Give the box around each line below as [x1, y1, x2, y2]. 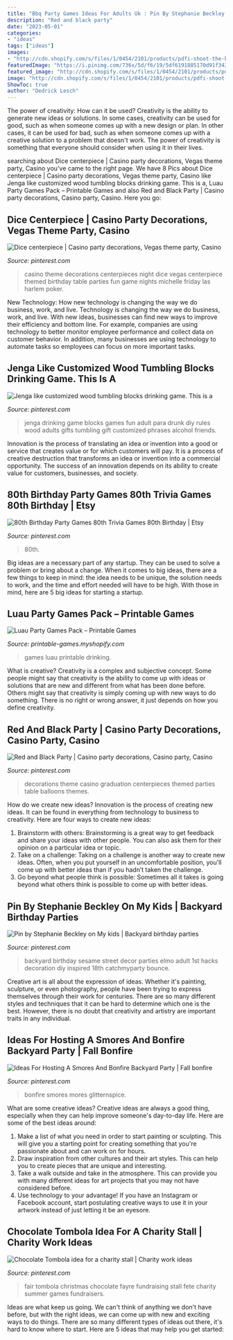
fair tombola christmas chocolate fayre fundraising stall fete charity [24, 1282, 216, 1290]
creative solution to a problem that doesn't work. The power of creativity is [7, 136, 221, 144]
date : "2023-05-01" [7, 23, 64, 30]
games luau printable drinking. [24, 653, 112, 662]
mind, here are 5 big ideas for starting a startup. [7, 587, 144, 596]
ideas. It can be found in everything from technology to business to [7, 808, 199, 816]
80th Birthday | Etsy [7, 500, 96, 512]
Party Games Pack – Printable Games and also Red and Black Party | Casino [7, 187, 224, 195]
